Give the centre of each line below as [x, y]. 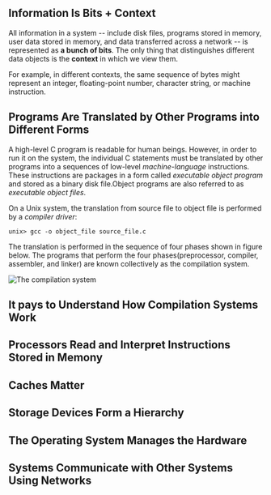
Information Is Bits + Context [82, 13]
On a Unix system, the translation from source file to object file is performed [135, 208]
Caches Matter [47, 385]
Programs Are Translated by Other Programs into [134, 117]
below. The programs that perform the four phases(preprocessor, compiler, [133, 255]
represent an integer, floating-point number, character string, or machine [129, 83]
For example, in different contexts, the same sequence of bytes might [124, 74]
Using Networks [50, 480]
